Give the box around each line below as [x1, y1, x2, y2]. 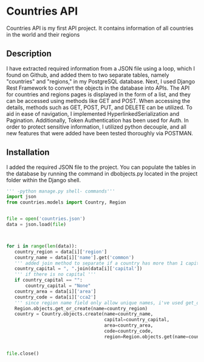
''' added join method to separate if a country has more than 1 [14, 260, 183, 266]
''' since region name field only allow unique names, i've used [14, 300, 183, 306]
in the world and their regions [6, 30, 80, 38]
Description [6, 49, 52, 59]
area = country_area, [104, 322, 154, 328]
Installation [6, 147, 50, 158]
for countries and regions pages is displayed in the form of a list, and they [6, 90, 191, 98]
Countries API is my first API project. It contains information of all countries [6, 24, 194, 32]
